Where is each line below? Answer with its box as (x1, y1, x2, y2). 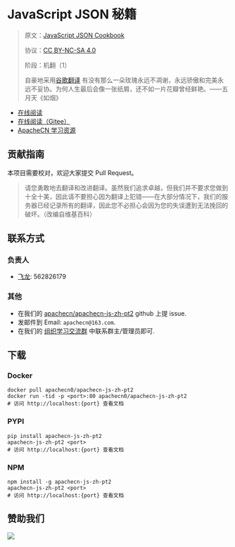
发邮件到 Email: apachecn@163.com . (17, 318, 116, 326)
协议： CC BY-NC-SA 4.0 (24, 46, 96, 54)
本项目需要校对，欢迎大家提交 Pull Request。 (7, 168, 138, 176)
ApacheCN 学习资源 (17, 126, 76, 134)
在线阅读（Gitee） (17, 117, 70, 125)
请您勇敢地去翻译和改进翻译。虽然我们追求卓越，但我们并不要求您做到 (24, 184, 229, 192)
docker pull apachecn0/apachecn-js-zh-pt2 (7, 387, 134, 394)
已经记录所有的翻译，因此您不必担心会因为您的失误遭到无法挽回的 (37, 201, 229, 210)
